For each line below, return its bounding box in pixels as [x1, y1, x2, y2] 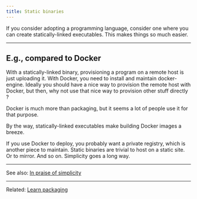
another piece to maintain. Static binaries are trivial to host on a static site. [6, 146, 185, 153]
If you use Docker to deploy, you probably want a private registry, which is [6, 140, 186, 147]
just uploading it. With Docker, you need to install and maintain [6, 75, 157, 82]
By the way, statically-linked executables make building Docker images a [6, 122, 182, 129]
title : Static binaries [6, 8, 64, 15]
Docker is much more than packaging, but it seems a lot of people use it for [6, 105, 188, 112]
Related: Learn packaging [6, 186, 69, 193]
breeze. [6, 129, 25, 136]
